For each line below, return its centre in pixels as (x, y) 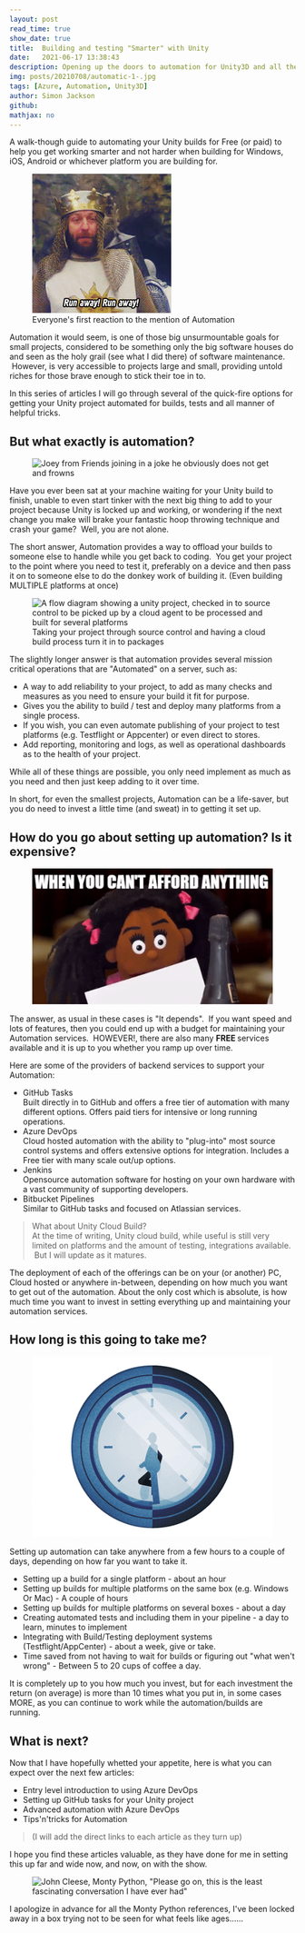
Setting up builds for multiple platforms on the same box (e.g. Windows (155, 1589)
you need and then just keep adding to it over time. (104, 782)
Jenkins (37, 1170)
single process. (51, 716)
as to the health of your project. (81, 754)
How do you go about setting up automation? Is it (151, 837)
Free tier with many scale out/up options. (99, 1160)
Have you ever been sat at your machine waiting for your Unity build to (142, 491)
